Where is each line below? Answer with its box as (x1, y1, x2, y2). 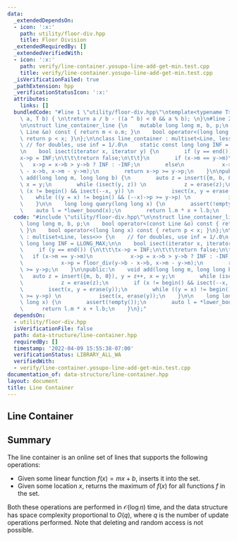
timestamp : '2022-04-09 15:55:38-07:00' (13, 345, 134, 352)
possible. (7, 525, 34, 534)
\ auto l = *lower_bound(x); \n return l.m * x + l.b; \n (20, 207, 219, 214)
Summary (7, 434, 51, 446)
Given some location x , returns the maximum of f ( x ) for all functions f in (17, 481, 226, 490)
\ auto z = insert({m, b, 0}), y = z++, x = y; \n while (20, 272, 217, 279)
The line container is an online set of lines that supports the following (7, 453, 208, 461)
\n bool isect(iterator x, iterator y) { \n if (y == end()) (20, 148, 232, 155)
